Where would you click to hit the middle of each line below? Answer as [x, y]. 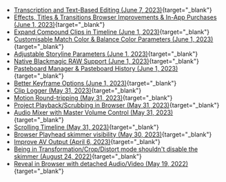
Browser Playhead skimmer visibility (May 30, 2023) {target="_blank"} [113, 134]
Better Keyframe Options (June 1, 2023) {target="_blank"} [95, 83]
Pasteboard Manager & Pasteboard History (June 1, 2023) [96, 69]
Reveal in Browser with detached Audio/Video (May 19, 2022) [101, 164]
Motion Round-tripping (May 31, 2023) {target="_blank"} [93, 98]
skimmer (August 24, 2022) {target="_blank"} [78, 156]
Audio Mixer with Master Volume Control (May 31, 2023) [93, 112]
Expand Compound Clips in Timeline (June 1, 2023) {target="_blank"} [112, 32]
